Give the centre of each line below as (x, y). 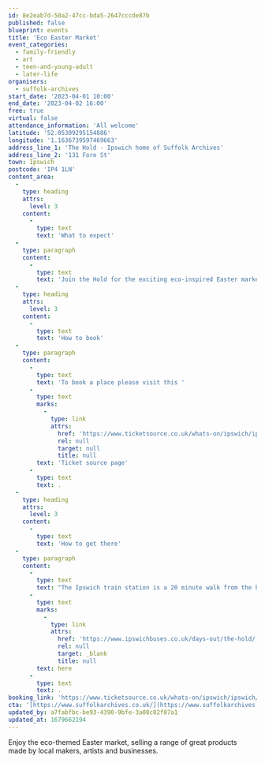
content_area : (32, 177)
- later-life (37, 74)
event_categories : (38, 45)
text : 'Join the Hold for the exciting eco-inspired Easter (137, 280)
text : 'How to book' (70, 338)
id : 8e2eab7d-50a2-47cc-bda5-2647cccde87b (79, 15)
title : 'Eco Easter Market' (54, 37)
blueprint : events (38, 30)
